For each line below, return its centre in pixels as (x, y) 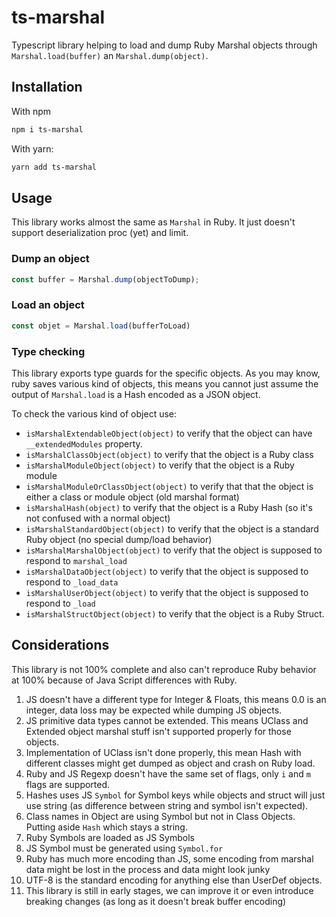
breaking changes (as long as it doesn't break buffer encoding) (156, 901)
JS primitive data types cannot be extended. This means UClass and (167, 720)
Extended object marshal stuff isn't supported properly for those (158, 731)
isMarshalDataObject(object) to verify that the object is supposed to (167, 571)
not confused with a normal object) (98, 518)
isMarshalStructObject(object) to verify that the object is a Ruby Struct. (175, 613)
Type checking (48, 351)
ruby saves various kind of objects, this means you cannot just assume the (165, 383)
